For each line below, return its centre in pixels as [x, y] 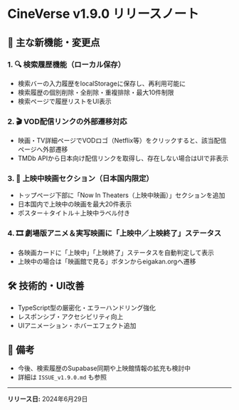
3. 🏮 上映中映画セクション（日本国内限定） [81, 179]
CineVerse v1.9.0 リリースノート [103, 14]
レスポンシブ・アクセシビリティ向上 [70, 316]
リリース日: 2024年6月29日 [48, 399]
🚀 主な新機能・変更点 [54, 42]
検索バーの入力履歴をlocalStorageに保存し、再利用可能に [102, 83]
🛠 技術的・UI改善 [46, 286]
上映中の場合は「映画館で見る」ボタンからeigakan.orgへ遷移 [107, 261]
